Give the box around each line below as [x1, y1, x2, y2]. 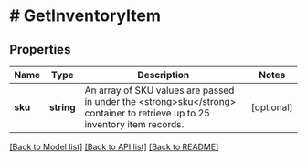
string [48, 101, 76, 114]
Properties [9, 42, 71, 57]
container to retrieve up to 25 [84, 106, 210, 119]
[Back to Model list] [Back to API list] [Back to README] [9, 142, 219, 152]
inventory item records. [84, 118, 185, 130]
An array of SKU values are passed [84, 84, 235, 96]
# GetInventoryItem [9, 5, 162, 26]
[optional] [250, 101, 293, 114]
